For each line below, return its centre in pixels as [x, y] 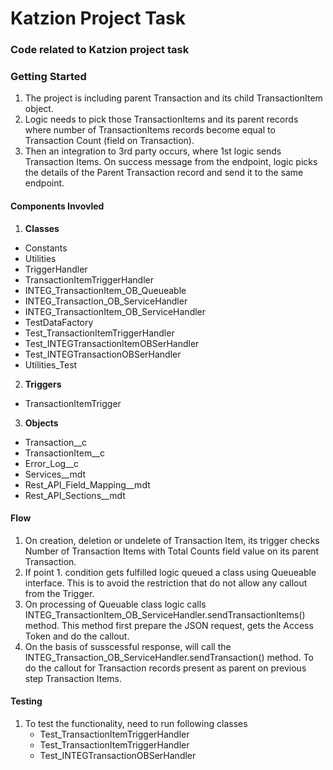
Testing [26, 701]
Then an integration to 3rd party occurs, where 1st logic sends [153, 151]
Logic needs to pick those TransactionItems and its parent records [161, 119]
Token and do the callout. [77, 636]
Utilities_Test [51, 364]
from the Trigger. [59, 593]
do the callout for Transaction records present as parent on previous [165, 668]
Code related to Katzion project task [100, 50]
